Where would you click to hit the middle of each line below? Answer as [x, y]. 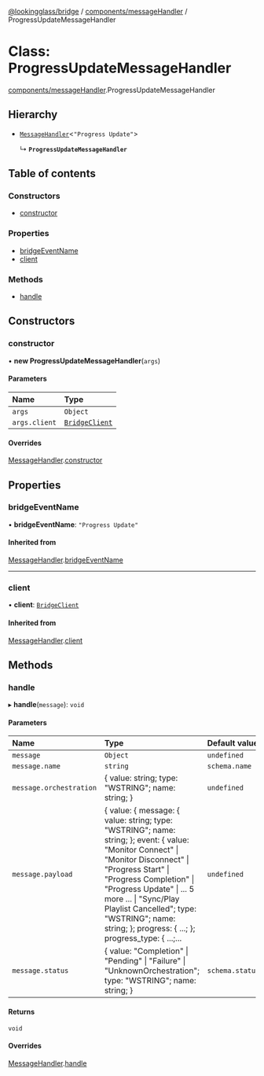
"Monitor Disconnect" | [147, 860]
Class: [29, 52]
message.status [40, 971]
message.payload [42, 875]
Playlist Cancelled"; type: [150, 909]
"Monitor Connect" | [141, 850]
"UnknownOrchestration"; [152, 971]
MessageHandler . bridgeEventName [66, 560]
